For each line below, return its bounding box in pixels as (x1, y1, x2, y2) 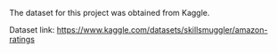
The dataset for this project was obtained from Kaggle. (9, 8, 210, 18)
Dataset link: (9, 25, 55, 34)
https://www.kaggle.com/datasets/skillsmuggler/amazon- (56, 25, 268, 34)
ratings (9, 34, 36, 44)
